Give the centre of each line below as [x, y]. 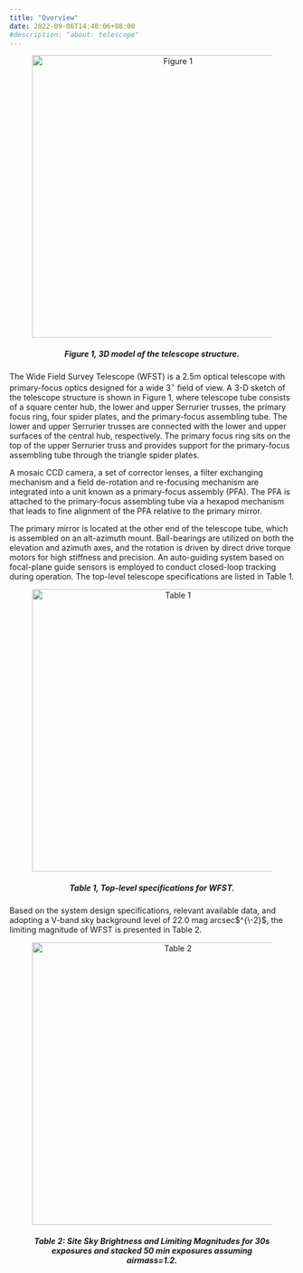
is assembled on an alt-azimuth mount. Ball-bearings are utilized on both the [151, 538]
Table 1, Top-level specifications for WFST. [152, 888]
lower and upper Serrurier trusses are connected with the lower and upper [148, 426]
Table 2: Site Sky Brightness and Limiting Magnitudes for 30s [152, 1240]
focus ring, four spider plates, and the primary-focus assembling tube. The [148, 416]
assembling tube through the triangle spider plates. [104, 455]
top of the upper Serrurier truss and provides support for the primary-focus [150, 445]
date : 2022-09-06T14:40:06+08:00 [72, 26]
